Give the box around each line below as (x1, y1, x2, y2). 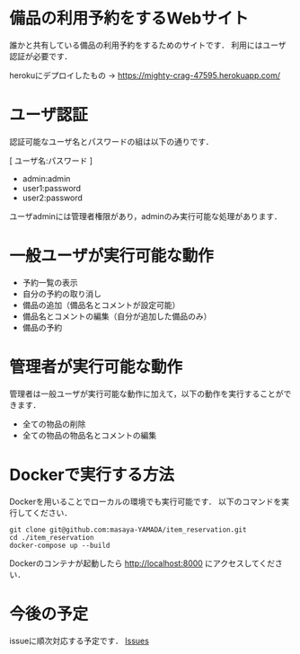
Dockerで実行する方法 (9, 464, 175, 485)
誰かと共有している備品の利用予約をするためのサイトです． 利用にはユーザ (9, 40, 287, 50)
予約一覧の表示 (22, 277, 78, 287)
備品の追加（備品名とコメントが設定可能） (22, 299, 181, 310)
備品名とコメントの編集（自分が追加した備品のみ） (22, 311, 212, 322)
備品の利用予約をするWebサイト (9, 8, 249, 29)
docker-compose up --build (9, 541, 110, 550)
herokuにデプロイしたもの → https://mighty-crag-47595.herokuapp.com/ (9, 69, 281, 81)
